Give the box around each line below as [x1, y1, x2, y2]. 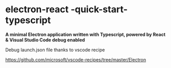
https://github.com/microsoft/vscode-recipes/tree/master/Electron [5, 56, 146, 62]
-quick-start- [70, 4, 128, 15]
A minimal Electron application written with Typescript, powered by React [5, 31, 166, 37]
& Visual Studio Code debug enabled [5, 37, 85, 43]
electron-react [5, 4, 69, 15]
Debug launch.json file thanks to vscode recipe [5, 47, 105, 53]
